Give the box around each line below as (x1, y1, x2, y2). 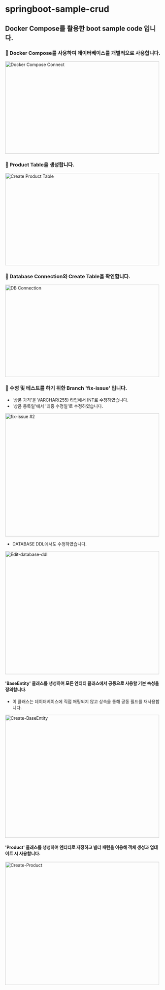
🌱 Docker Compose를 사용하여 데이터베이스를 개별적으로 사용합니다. (5, 49, 161, 56)
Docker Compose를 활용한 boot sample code (5, 24, 143, 32)
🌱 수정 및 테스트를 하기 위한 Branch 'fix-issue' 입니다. (5, 385, 127, 392)
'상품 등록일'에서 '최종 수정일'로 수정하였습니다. (12, 403, 103, 409)
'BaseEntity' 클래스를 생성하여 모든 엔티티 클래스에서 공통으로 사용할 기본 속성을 (5, 680, 159, 686)
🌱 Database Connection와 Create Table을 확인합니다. (5, 273, 131, 280)
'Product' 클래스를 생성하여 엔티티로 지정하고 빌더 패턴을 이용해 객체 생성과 (5, 844, 149, 850)
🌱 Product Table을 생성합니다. (5, 161, 75, 168)
